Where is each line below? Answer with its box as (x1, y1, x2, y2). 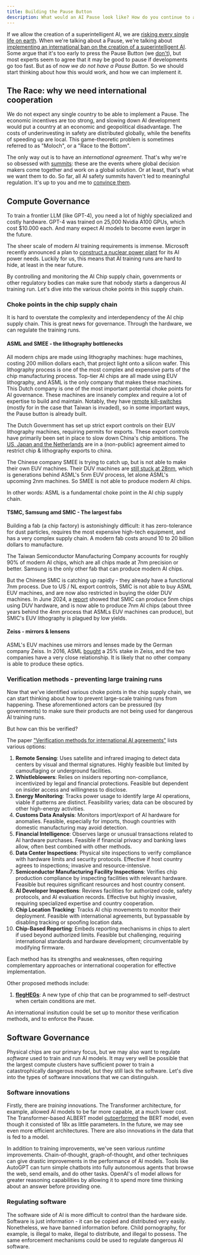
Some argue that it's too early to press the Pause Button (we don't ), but (7, 49, 182, 56)
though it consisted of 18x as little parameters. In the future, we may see (7, 1121, 183, 1128)
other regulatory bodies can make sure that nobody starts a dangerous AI (7, 279, 186, 286)
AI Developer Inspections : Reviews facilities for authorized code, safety (15, 887, 192, 894)
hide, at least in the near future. (7, 261, 84, 269)
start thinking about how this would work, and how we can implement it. (7, 68, 183, 75)
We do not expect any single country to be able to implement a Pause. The (7, 111, 189, 118)
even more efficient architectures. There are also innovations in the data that (7, 1127, 193, 1134)
